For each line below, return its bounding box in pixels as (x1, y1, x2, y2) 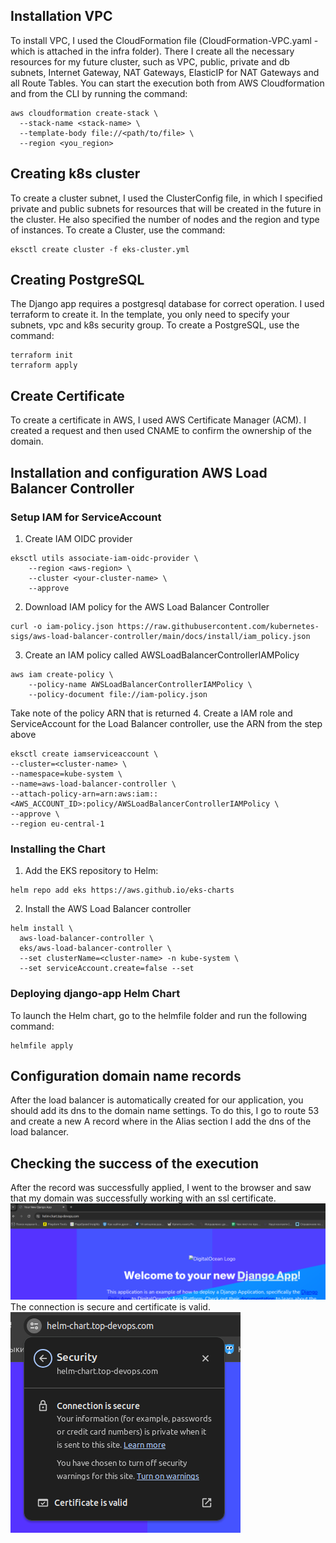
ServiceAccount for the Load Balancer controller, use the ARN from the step (10, 717, 323, 729)
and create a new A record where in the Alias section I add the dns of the (10, 1115, 312, 1128)
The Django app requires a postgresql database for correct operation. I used (10, 298, 325, 310)
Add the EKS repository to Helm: (24, 865, 159, 877)
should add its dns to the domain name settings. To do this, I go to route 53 (10, 1105, 320, 1117)
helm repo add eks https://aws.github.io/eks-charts (10, 885, 235, 896)
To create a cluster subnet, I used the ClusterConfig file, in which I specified (10, 192, 323, 204)
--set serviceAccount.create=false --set (19, 964, 195, 974)
